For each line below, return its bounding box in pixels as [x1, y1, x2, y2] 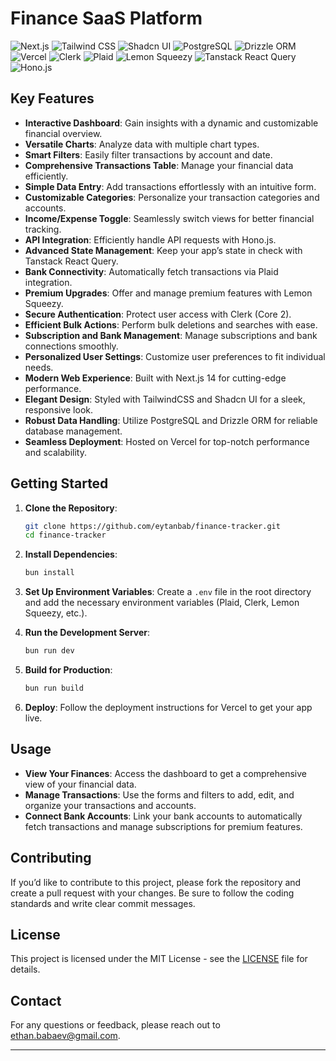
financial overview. [24, 127, 103, 139]
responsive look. [24, 403, 93, 416]
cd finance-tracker [24, 530, 107, 541]
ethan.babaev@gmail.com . [10, 1030, 121, 1042]
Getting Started [10, 475, 109, 492]
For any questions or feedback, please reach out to [10, 1019, 221, 1031]
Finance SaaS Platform [10, 7, 203, 30]
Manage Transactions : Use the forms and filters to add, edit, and [24, 788, 295, 801]
